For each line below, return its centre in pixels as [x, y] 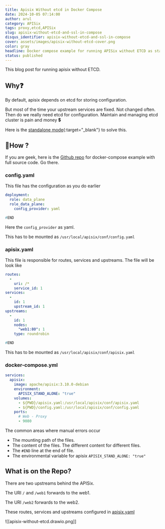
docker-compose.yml [31, 365]
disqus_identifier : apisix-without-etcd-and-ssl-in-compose [68, 37]
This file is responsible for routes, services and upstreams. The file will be [80, 260]
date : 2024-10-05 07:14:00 [33, 14]
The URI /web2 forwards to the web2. [42, 502]
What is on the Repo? [38, 471]
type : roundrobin [32, 334]
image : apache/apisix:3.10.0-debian [52, 385]
